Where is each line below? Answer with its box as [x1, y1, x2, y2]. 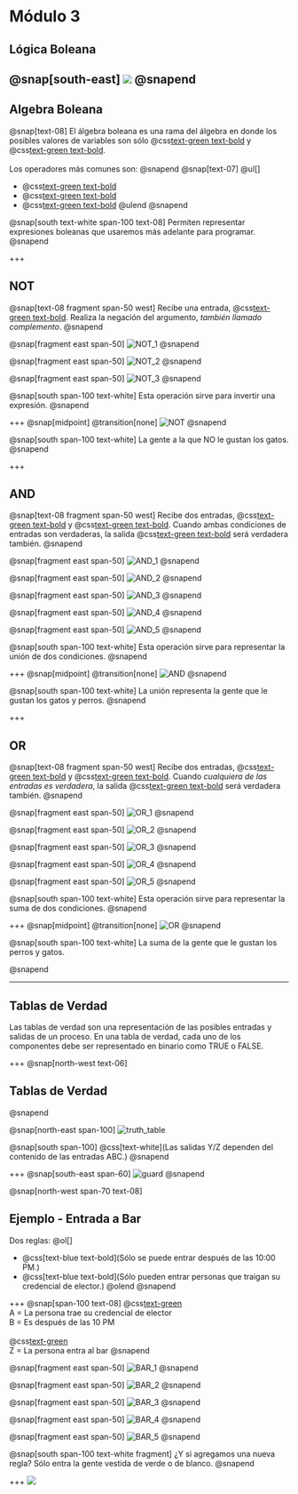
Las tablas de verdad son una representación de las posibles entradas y [9, 1022, 272, 1032]
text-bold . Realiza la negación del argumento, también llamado [32, 311, 263, 322]
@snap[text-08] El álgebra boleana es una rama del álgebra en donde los [9, 125, 278, 136]
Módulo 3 [9, 6, 81, 27]
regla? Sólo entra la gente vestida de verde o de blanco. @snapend [9, 1458, 255, 1468]
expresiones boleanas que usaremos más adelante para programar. [9, 226, 255, 237]
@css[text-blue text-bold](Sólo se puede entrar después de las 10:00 [21, 1252, 277, 1263]
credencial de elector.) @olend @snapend [21, 1281, 176, 1291]
